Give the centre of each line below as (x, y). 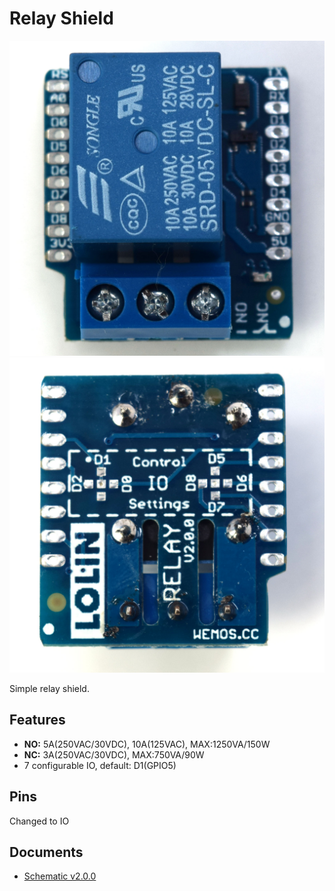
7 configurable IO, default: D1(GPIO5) (100, 765)
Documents (46, 852)
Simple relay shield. (49, 688)
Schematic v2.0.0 (60, 876)
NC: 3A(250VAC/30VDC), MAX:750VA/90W (114, 754)
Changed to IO (39, 821)
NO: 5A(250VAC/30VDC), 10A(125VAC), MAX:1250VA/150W (147, 744)
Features (37, 720)
